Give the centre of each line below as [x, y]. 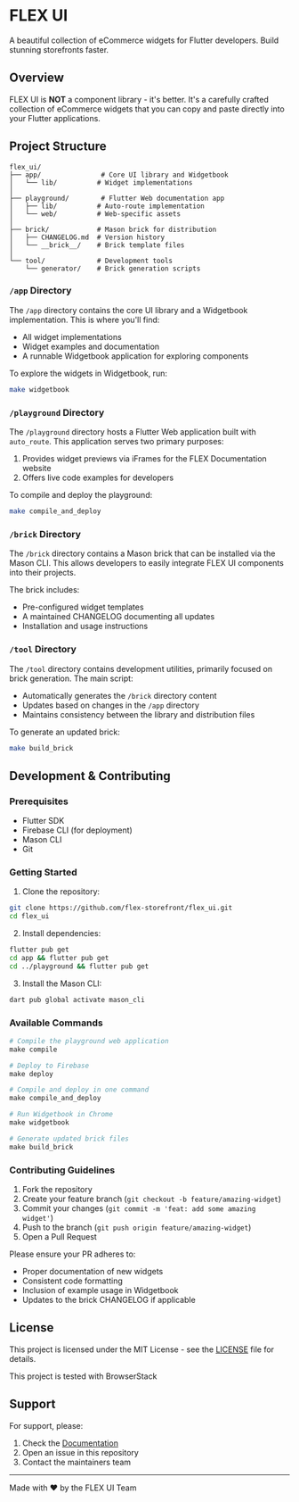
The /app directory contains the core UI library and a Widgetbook [129, 310]
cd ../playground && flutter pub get [79, 966]
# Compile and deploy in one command [79, 1090]
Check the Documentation [70, 1443]
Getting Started [43, 872]
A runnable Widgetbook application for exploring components [135, 356]
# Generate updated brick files [69, 1139]
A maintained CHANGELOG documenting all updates [118, 617]
